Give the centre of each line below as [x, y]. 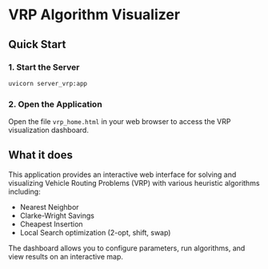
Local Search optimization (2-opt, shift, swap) [95, 232]
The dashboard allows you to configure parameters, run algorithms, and [127, 248]
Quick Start [37, 44]
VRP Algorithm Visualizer [94, 15]
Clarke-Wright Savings [57, 215]
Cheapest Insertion [51, 224]
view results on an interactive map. [66, 256]
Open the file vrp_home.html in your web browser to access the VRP [120, 122]
